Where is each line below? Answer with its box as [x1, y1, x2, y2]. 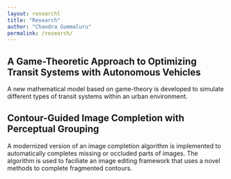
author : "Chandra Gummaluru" [7, 23, 92, 30]
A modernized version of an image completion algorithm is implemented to [7, 141, 221, 150]
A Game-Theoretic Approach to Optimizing [7, 55, 197, 67]
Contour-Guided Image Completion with [7, 112, 184, 124]
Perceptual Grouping [7, 123, 99, 135]
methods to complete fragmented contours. [7, 164, 132, 172]
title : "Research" [7, 17, 61, 24]
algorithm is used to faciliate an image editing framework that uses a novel [7, 156, 221, 164]
